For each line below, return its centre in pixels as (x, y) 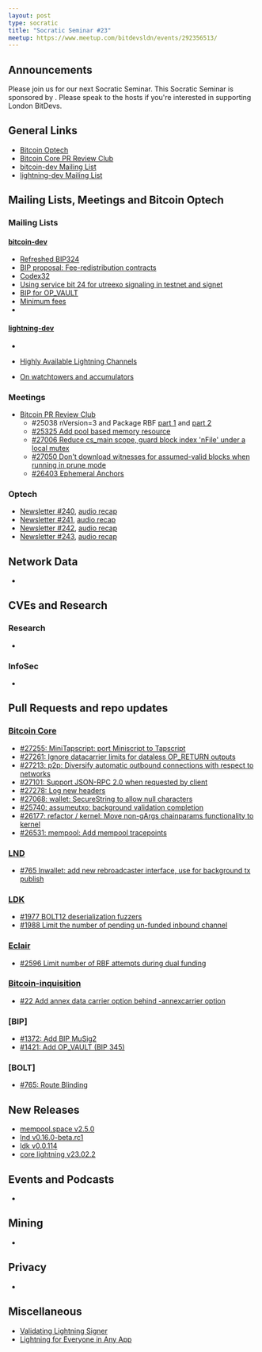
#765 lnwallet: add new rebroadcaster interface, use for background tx (135, 870)
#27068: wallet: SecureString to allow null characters (106, 799)
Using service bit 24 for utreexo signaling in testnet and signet (121, 285)
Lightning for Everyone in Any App (76, 1339)
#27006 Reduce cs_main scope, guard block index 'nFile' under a (139, 439)
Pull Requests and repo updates (88, 709)
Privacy (28, 1267)
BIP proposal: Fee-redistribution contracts (88, 268)
